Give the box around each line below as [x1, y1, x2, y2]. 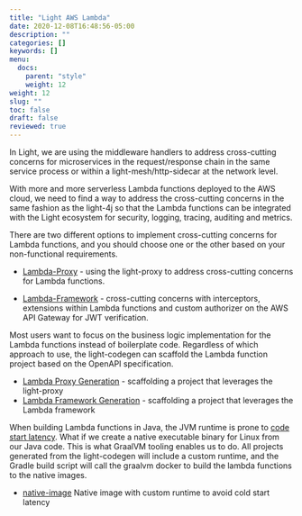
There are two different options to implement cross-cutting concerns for [9, 230, 278, 240]
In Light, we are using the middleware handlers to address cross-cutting [9, 147, 277, 158]
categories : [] [9, 38, 67, 48]
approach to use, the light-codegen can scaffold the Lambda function [9, 349, 269, 359]
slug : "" [9, 96, 42, 106]
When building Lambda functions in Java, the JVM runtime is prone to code [9, 422, 290, 432]
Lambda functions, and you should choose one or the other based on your [9, 240, 286, 249]
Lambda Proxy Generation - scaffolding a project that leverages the [22, 376, 273, 386]
